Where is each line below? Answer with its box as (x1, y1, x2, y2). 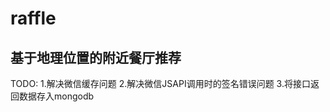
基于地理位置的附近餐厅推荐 (10, 49, 182, 66)
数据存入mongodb (18, 90, 95, 102)
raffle (10, 7, 57, 30)
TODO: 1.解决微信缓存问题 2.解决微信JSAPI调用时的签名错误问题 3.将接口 (10, 78, 311, 89)
